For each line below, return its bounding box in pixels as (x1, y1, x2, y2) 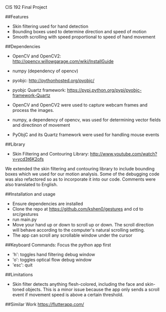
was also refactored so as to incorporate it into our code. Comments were (5, 176, 156, 182)
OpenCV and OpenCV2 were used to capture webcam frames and (12, 102, 148, 108)
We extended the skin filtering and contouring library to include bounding (5, 166, 155, 171)
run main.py (12, 216, 37, 222)
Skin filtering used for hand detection (12, 23, 89, 29)
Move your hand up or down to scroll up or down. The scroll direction (12, 222, 154, 227)
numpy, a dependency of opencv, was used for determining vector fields (12, 117, 161, 123)
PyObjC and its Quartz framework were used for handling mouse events (12, 132, 160, 138)
